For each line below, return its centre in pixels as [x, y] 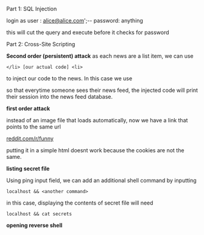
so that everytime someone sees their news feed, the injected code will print [102, 90]
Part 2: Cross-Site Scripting [41, 44]
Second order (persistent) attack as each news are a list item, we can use [100, 56]
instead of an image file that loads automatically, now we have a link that [97, 120]
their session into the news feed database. [60, 96]
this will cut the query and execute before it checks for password [88, 32]
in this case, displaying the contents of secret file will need [80, 203]
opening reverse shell [34, 225]
